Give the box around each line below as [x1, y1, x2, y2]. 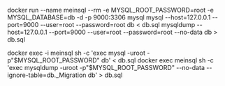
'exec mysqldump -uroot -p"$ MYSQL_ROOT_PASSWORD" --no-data [7, 64, 205, 71]
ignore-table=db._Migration [7, 71, 87, 79]
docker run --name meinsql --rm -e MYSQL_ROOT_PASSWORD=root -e [7, 6, 215, 14]
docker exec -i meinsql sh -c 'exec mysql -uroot [7, 49, 145, 57]
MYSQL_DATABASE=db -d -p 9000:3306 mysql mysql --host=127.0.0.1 [7, 13, 211, 21]
